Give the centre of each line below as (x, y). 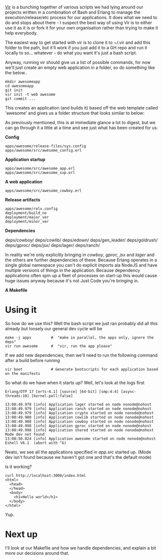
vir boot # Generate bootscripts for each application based (82, 369)
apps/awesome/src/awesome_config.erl (43, 151)
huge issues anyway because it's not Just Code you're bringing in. (72, 281)
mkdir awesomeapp (23, 82)
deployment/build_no (26, 213)
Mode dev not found (25, 434)
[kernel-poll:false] (52, 396)
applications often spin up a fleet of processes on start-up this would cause (81, 275)
